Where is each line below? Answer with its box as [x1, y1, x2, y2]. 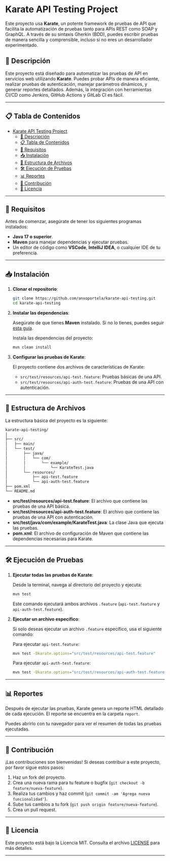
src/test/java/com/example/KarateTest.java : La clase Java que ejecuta [12, 519, 163, 526]
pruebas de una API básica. [12, 503, 70, 509]
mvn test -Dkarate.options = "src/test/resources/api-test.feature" [12, 651, 156, 656]
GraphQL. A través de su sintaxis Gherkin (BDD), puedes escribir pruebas [5, 31, 158, 37]
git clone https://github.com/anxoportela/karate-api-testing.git [12, 296, 156, 301]
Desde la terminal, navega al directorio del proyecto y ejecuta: [12, 581, 142, 588]
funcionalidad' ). [12, 795, 48, 802]
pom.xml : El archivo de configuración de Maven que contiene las [12, 530, 149, 536]
